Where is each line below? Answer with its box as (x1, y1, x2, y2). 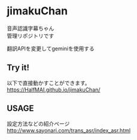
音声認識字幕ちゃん (7, 25, 54, 32)
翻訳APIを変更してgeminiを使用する (7, 45, 95, 52)
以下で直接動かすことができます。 (7, 79, 90, 86)
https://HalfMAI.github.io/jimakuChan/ (7, 86, 101, 93)
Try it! (7, 63, 29, 73)
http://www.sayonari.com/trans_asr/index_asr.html (7, 127, 131, 134)
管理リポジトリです (7, 32, 54, 39)
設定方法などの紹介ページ (7, 120, 70, 127)
